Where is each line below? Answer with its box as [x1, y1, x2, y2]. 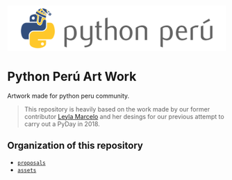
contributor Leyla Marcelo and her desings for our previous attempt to [24, 112, 224, 120]
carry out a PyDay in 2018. [24, 120, 101, 128]
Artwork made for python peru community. [7, 91, 130, 100]
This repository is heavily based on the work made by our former [24, 105, 210, 113]
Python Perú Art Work [7, 69, 137, 84]
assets [17, 167, 37, 174]
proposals [17, 159, 47, 166]
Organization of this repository [7, 140, 144, 152]
